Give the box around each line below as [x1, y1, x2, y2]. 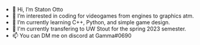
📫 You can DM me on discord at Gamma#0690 [12, 32, 132, 39]
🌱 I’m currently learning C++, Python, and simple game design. [12, 19, 171, 26]
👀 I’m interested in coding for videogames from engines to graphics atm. [12, 12, 194, 19]
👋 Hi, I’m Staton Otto [12, 6, 63, 13]
